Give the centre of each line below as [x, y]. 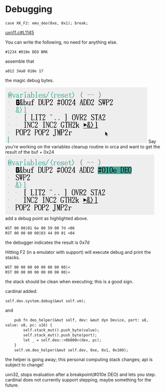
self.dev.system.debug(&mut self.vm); [45, 301]
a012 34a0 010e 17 [24, 71]
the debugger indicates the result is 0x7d [47, 242]
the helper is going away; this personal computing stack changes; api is [79, 359]
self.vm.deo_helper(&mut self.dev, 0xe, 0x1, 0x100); [71, 350]
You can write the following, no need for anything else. [61, 42]
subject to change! [24, 364]
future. [12, 385]
